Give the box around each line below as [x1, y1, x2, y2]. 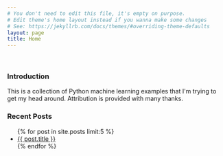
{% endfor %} [16, 142, 57, 150]
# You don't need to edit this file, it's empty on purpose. [7, 10, 186, 17]
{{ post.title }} [16, 135, 56, 143]
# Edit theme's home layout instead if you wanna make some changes [7, 16, 207, 23]
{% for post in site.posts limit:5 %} [16, 127, 115, 135]
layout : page [7, 29, 45, 36]
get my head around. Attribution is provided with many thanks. [7, 94, 183, 103]
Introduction [7, 71, 49, 81]
